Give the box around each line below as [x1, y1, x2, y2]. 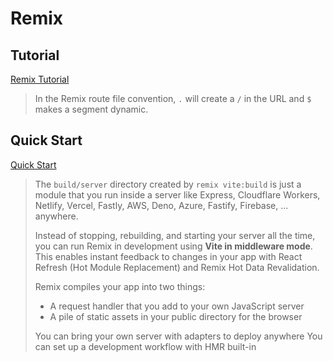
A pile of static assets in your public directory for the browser [49, 310, 303, 322]
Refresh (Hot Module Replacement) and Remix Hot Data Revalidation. [34, 261, 320, 273]
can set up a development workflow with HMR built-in [34, 340, 257, 352]
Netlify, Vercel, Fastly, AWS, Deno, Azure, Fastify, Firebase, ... [34, 199, 289, 211]
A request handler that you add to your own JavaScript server [49, 300, 305, 312]
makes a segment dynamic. [34, 103, 149, 115]
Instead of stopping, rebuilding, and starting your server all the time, [34, 229, 316, 241]
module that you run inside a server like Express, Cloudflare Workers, [34, 188, 321, 201]
